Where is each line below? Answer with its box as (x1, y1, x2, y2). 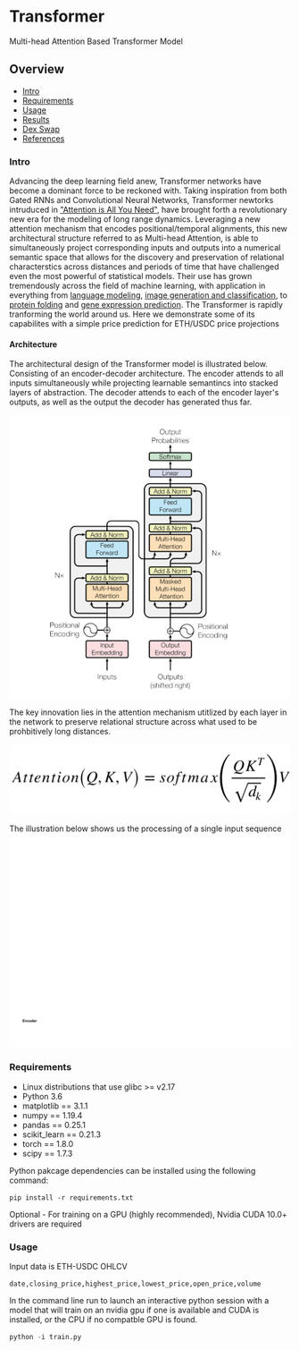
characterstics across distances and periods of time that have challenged (9, 261, 279, 272)
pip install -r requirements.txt (9, 1193, 134, 1202)
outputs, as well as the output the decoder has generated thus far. (9, 396, 253, 408)
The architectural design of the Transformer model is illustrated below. (9, 359, 268, 369)
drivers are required (9, 1218, 82, 1229)
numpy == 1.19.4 (21, 1109, 83, 1120)
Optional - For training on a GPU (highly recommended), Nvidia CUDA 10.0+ (9, 1209, 287, 1219)
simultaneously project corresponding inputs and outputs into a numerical (9, 242, 281, 253)
